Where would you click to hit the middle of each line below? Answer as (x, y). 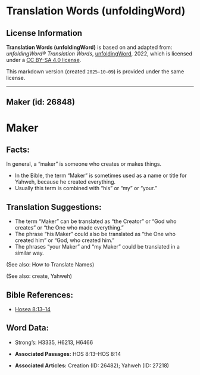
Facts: (18, 149)
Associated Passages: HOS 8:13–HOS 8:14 (68, 354)
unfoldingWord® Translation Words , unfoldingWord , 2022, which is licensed (99, 54)
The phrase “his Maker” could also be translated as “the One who (95, 234)
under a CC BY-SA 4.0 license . (44, 60)
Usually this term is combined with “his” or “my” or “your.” (86, 188)
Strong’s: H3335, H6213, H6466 (54, 342)
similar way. (29, 253)
